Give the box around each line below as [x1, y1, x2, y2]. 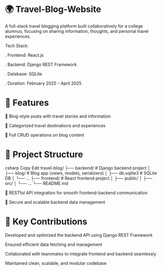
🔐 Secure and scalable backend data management [5, 199, 105, 205]
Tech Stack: [5, 43, 29, 48]
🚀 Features [5, 97, 49, 108]
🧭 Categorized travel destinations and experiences [5, 122, 106, 128]
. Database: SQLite [5, 71, 43, 76]
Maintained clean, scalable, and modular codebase [5, 260, 107, 266]
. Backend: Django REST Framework [5, 61, 77, 67]
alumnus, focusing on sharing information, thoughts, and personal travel [5, 28, 149, 34]
